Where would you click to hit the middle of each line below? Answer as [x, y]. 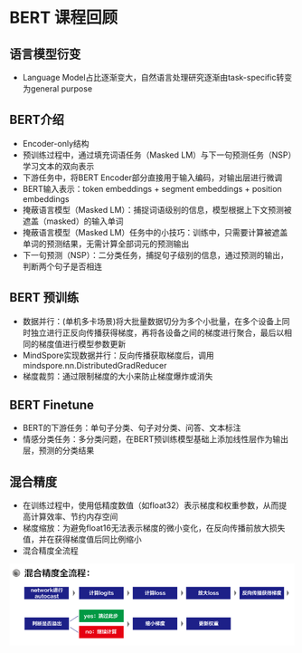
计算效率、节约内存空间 [74, 517]
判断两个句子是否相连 [62, 266]
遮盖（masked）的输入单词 [73, 221]
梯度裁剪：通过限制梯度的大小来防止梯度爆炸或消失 [118, 376]
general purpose [61, 89]
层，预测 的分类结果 [58, 451]
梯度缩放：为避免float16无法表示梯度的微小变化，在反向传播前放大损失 [154, 528]
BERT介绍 [37, 120]
